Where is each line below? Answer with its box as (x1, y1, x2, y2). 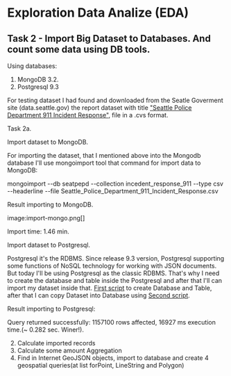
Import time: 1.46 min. (7, 227, 69, 236)
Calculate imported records (17, 339, 96, 347)
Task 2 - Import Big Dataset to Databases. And (7, 33, 212, 44)
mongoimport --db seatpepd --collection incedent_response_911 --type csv (7, 179, 224, 188)
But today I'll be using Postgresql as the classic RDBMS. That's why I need (7, 269, 220, 277)
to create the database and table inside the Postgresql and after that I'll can (7, 277, 223, 284)
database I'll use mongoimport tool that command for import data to (7, 158, 201, 167)
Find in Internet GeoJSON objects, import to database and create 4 (17, 354, 209, 362)
